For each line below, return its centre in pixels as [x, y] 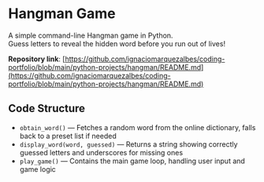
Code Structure [46, 109]
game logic [38, 169]
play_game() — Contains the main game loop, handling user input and [132, 161]
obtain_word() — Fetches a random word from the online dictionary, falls [138, 127]
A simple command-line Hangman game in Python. [91, 35]
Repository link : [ [37, 59]
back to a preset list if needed [68, 136]
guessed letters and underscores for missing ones [101, 152]
